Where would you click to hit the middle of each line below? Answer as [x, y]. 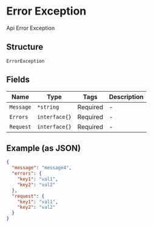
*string [48, 107]
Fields [18, 80]
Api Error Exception [31, 28]
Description [126, 97]
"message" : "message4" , [42, 168]
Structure [25, 47]
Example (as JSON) [43, 148]
